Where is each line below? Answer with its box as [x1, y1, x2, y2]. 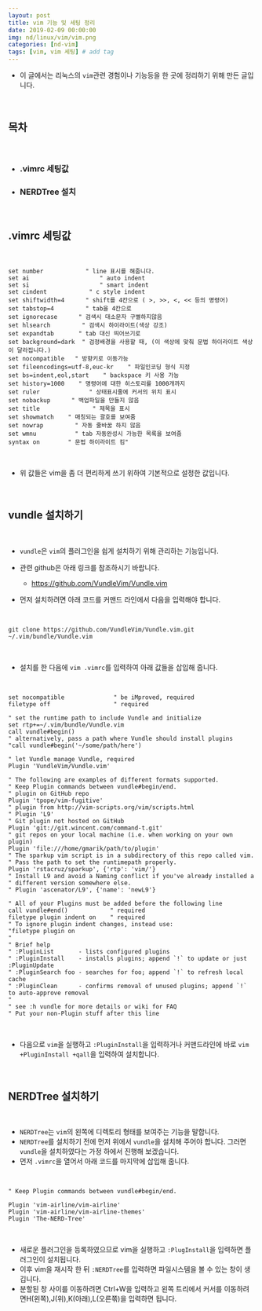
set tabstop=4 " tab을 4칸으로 [8, 304, 132, 313]
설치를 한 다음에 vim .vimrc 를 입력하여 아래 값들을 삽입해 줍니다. [19, 662, 218, 672]
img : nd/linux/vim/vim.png [8, 33, 96, 42]
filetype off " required [8, 700, 149, 708]
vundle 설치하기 [8, 508, 84, 522]
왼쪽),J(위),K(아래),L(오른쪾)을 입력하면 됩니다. [34, 1294, 177, 1304]
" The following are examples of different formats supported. [8, 775, 220, 784]
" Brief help [8, 940, 51, 949]
